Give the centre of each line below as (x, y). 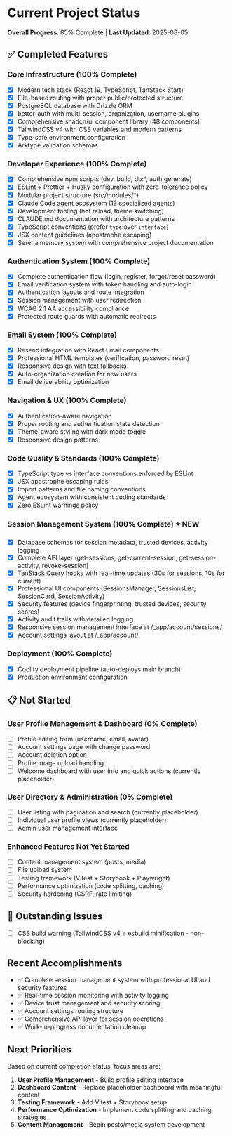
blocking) (31, 941)
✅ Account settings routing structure (70, 1011)
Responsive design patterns (58, 440)
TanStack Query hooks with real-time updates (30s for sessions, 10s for (121, 573)
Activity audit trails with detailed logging (75, 619)
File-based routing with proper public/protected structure (100, 98)
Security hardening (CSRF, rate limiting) (75, 894)
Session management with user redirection (79, 300)
